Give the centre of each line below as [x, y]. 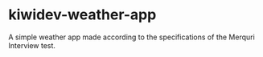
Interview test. [32, 45]
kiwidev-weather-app [82, 15]
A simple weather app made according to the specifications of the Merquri [131, 37]
